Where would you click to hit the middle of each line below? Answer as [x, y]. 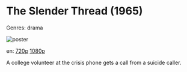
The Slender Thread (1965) [75, 11]
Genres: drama [25, 28]
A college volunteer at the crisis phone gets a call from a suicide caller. [94, 62]
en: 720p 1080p [26, 51]
